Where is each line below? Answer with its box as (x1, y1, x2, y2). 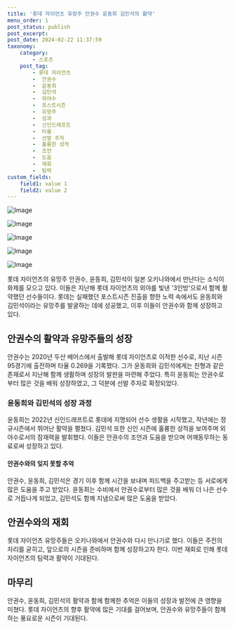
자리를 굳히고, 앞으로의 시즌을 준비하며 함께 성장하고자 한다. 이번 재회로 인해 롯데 (7, 545, 228, 554)
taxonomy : (7, 43, 36, 50)
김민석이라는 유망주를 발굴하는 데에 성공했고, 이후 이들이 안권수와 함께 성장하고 (7, 301, 223, 310)
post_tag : (20, 63, 49, 70)
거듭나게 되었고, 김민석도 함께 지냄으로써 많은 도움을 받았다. (14, 493, 177, 502)
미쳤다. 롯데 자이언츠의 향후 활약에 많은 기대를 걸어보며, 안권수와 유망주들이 (7, 605, 213, 614)
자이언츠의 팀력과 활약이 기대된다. (7, 554, 100, 562)
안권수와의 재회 (7, 516, 69, 528)
